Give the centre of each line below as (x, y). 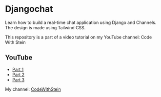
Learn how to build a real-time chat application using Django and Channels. (81, 22)
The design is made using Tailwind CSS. (45, 27)
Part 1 (18, 69)
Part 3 (18, 79)
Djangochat (29, 9)
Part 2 (18, 75)
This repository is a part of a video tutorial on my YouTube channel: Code (79, 37)
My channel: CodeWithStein (33, 89)
